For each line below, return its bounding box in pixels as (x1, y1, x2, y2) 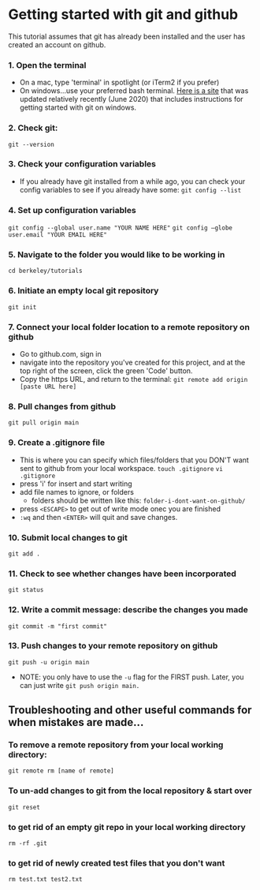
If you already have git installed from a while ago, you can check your (19, 176, 246, 186)
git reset (8, 803, 41, 811)
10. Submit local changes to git (8, 532, 128, 543)
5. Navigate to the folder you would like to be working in (8, 249, 225, 260)
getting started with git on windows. (19, 103, 136, 112)
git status (8, 586, 44, 594)
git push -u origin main (8, 658, 90, 666)
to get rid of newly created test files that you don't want (8, 858, 225, 869)
